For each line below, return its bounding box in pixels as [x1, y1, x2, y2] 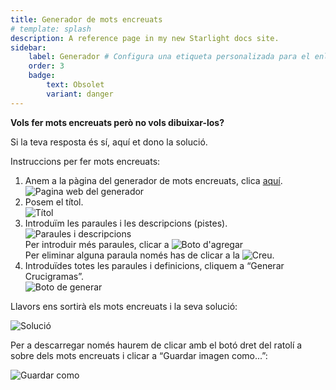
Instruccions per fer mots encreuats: [10, 155, 161, 167]
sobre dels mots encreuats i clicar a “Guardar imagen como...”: [10, 349, 268, 361]
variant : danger [46, 89, 114, 99]
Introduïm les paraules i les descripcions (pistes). [24, 217, 228, 229]
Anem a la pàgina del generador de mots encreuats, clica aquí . [24, 174, 283, 186]
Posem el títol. [24, 196, 84, 208]
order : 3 [28, 61, 65, 71]
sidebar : [10, 42, 47, 53]
